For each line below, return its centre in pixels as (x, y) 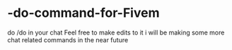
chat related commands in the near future (68, 39)
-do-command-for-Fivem (83, 13)
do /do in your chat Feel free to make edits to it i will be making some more (116, 32)
